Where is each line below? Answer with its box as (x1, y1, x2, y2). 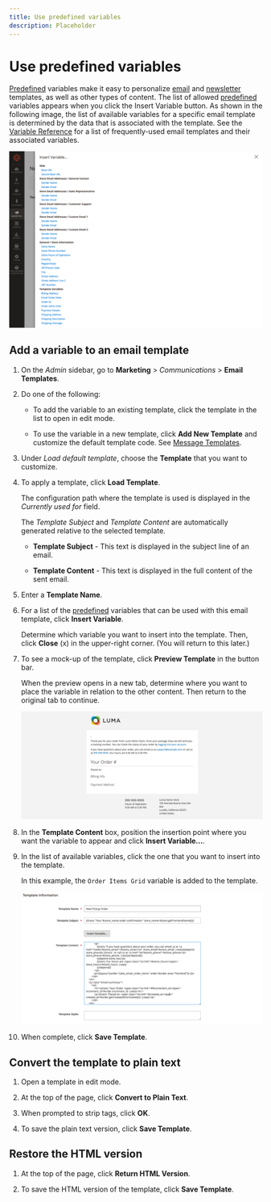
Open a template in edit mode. (20, 1077, 121, 1087)
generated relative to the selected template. (20, 525, 166, 536)
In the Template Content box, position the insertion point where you (20, 827, 247, 837)
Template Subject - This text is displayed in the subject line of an (32, 541, 250, 551)
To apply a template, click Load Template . (20, 477, 161, 487)
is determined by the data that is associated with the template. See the (9, 118, 243, 128)
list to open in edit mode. (32, 413, 116, 423)
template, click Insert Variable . (20, 614, 124, 624)
